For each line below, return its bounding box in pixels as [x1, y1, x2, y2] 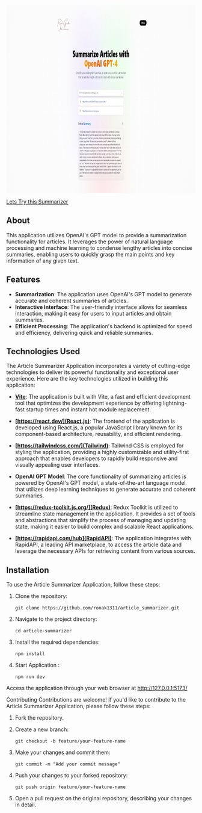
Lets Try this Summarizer [6, 198, 69, 205]
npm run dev [14, 674, 45, 680]
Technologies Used [6, 346, 80, 357]
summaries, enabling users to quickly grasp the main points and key [6, 251, 175, 258]
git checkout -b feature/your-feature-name [14, 738, 126, 744]
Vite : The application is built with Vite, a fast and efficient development [14, 393, 191, 400]
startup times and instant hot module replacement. [26, 406, 151, 413]
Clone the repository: [14, 593, 68, 600]
